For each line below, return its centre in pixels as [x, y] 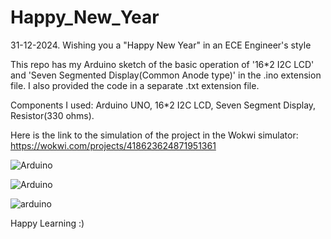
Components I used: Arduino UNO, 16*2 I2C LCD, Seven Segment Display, [163, 105]
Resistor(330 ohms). [52, 115]
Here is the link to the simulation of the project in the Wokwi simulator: [154, 135]
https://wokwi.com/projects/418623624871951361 [113, 145]
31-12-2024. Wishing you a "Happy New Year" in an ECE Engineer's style [161, 45]
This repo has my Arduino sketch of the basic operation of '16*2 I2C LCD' [162, 64]
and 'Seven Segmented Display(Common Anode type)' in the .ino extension [166, 75]
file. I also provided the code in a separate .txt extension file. [135, 85]
